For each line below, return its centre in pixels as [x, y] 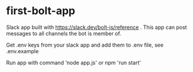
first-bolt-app [41, 11]
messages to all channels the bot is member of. [64, 33]
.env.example [22, 51]
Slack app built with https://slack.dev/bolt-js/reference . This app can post [97, 27]
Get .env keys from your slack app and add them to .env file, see [85, 45]
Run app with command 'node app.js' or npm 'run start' [73, 63]
